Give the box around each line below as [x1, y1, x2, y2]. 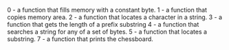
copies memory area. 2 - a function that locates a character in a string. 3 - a [7, 13, 222, 21]
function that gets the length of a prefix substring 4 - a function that [7, 21, 199, 28]
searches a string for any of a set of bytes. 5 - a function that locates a [7, 27, 208, 36]
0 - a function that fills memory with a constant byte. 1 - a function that [7, 6, 208, 14]
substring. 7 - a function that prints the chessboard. [7, 35, 153, 43]
